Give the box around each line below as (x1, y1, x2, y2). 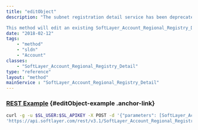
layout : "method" (6, 74, 49, 80)
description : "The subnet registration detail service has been (6, 14, 167, 20)
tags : (6, 36, 19, 42)
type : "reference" (6, 69, 51, 74)
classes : (6, 57, 28, 64)
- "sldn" (16, 47, 38, 53)
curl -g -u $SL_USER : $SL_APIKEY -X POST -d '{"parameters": (6, 113, 157, 119)
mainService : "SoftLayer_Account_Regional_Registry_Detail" (6, 80, 160, 86)
